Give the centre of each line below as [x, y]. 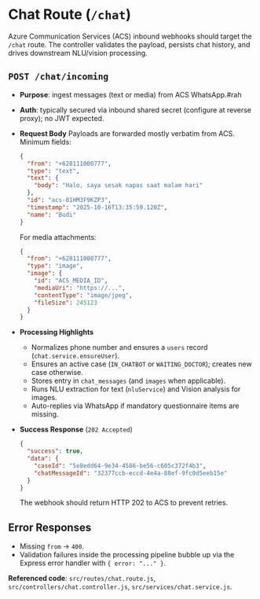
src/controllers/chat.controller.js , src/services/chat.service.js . [120, 586]
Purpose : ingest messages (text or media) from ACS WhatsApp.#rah [130, 94]
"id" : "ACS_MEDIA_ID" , [71, 281]
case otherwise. [57, 373]
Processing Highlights [57, 333]
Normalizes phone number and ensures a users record [119, 347]
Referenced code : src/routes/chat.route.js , [82, 579]
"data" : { [43, 458]
